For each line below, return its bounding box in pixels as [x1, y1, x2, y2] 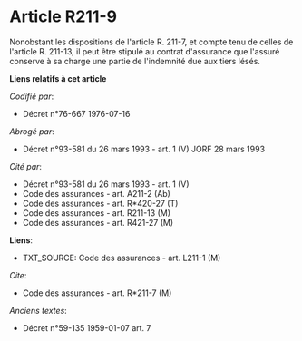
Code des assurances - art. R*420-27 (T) [22, 198, 179, 209]
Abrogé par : [9, 125, 54, 137]
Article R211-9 [9, 6, 118, 27]
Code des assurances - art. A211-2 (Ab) [22, 188, 170, 199]
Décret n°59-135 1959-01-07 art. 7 [22, 322, 151, 333]
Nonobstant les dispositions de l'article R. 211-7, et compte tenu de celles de [9, 36, 294, 47]
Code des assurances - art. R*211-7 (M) [22, 287, 172, 298]
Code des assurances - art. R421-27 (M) [22, 217, 174, 228]
